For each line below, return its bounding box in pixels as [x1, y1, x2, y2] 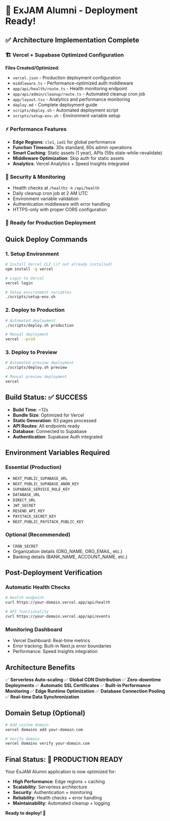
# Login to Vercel [5, 276, 44, 281]
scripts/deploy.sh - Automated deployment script [12, 107, 119, 113]
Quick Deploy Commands [5, 235, 88, 243]
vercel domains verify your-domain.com [5, 741, 90, 746]
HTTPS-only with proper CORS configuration [12, 206, 107, 213]
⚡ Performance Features [5, 125, 67, 132]
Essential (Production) [5, 463, 62, 471]
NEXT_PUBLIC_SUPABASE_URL [12, 476, 68, 481]
